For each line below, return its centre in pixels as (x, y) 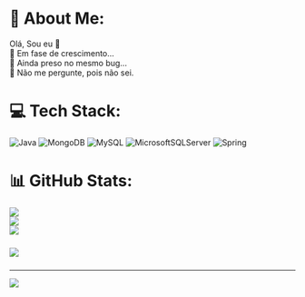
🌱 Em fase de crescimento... (62, 53)
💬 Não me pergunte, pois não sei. (72, 73)
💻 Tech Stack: (65, 111)
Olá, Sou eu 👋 (35, 44)
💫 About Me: (57, 19)
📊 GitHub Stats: (71, 181)
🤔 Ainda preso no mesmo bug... (68, 63)
